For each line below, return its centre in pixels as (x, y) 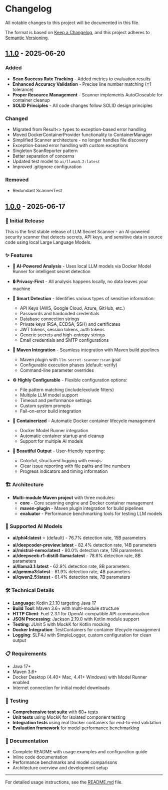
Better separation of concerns (43, 156)
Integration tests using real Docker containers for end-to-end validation (87, 722)
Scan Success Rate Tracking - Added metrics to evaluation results (81, 79)
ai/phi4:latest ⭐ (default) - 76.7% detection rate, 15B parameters (79, 538)
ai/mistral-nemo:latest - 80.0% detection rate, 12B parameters (77, 550)
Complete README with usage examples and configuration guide (80, 751)
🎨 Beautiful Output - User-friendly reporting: (58, 451)
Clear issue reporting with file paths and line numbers (75, 466)
